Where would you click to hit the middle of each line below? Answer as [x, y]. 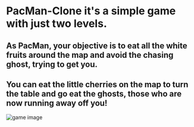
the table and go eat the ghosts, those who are [94, 94]
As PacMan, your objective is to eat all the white [97, 46]
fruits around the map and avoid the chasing [90, 55]
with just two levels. [57, 24]
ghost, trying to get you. [52, 64]
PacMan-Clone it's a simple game [91, 11]
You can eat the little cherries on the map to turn [97, 84]
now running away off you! [57, 103]
